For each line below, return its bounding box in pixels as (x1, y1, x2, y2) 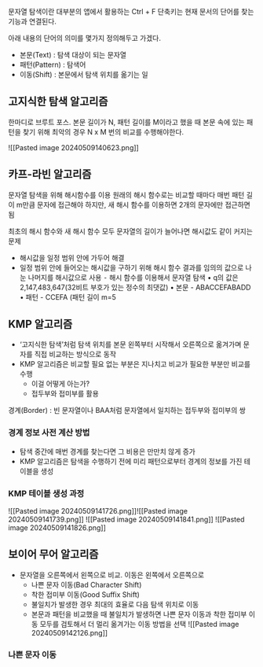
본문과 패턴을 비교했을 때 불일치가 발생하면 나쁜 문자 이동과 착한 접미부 (31, 609, 247, 619)
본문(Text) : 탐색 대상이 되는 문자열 (19, 50, 127, 59)
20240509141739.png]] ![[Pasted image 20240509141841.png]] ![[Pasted (8, 514, 245, 525)
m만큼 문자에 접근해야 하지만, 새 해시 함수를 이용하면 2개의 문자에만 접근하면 (16, 200, 251, 209)
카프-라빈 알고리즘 (8, 168, 92, 181)
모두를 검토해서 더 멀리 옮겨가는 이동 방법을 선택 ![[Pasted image (39, 619, 239, 628)
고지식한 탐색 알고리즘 (8, 95, 108, 109)
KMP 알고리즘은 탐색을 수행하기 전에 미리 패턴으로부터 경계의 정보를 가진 (19, 456, 243, 466)
